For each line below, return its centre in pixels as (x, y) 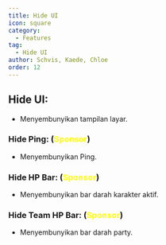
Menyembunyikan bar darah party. (76, 232)
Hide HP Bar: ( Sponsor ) (54, 177)
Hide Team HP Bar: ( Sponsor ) (66, 216)
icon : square (30, 23)
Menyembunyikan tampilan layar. (73, 119)
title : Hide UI (33, 16)
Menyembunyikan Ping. (58, 157)
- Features (33, 38)
